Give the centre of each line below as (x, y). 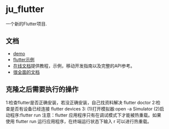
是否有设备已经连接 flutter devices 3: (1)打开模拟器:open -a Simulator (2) (85, 108)
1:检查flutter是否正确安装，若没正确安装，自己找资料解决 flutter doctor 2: (81, 102)
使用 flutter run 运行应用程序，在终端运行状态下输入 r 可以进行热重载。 (79, 121)
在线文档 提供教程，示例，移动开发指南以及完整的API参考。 (74, 66)
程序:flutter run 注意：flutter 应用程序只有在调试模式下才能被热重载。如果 (86, 115)
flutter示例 (24, 59)
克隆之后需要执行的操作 (42, 90)
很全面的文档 (26, 72)
